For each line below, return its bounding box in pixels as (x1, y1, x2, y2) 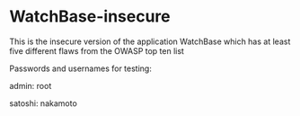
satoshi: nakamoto (9, 97, 78, 109)
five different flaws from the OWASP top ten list (9, 45, 184, 56)
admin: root (9, 80, 52, 91)
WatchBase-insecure (9, 6, 171, 27)
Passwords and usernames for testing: (9, 63, 153, 74)
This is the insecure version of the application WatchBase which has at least (9, 36, 291, 47)
